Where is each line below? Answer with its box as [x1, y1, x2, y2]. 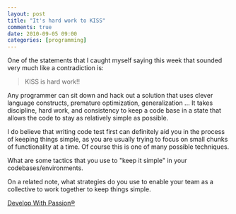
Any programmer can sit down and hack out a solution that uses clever [7, 91, 213, 100]
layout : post [7, 10, 46, 18]
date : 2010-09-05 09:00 [7, 30, 78, 38]
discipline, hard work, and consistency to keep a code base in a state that [7, 106, 221, 115]
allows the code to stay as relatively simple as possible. [7, 114, 169, 123]
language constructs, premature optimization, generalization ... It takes [7, 98, 213, 107]
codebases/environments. [7, 164, 83, 172]
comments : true [7, 23, 52, 30]
